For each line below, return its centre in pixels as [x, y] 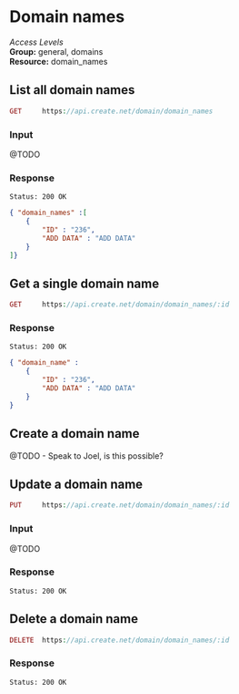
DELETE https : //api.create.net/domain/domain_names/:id [119, 640]
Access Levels [36, 42]
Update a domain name [76, 484]
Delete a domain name [74, 619]
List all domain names [72, 90]
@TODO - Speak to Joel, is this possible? [86, 456]
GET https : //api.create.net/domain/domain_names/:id [119, 305]
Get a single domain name [85, 283]
